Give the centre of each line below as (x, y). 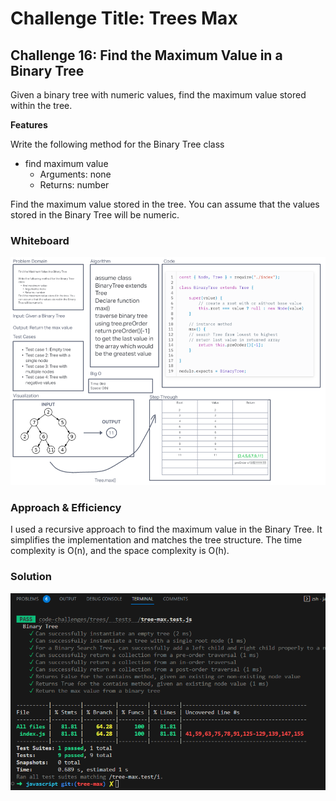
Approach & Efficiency (66, 507)
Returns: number (74, 185)
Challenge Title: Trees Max (124, 18)
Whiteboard (40, 240)
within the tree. (41, 105)
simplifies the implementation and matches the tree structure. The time (156, 540)
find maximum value (66, 163)
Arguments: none (75, 174)
